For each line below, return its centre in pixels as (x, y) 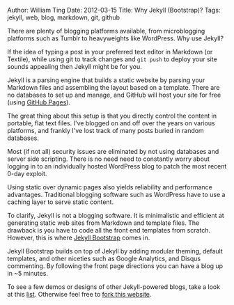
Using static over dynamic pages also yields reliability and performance (110, 187)
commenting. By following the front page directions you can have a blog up (115, 266)
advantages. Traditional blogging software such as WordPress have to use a (116, 195)
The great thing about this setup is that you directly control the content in (112, 116)
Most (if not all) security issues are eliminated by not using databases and (113, 151)
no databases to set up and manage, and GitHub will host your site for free (114, 95)
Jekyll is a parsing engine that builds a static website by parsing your (106, 80)
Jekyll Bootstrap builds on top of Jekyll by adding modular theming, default (115, 251)
